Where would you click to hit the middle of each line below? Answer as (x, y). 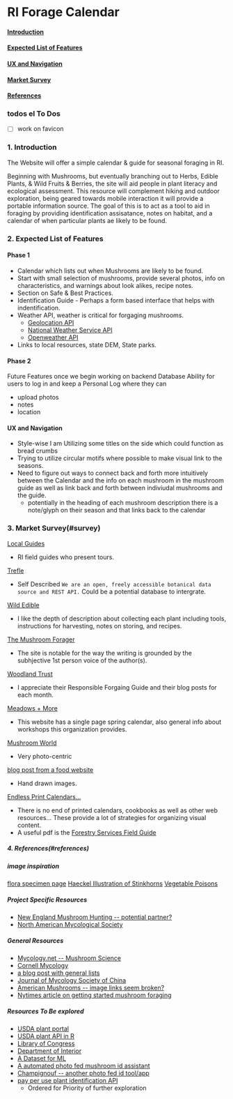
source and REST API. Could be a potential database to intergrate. (112, 591)
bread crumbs (37, 451)
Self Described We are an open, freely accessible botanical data (114, 584)
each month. (35, 695)
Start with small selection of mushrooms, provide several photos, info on (121, 278)
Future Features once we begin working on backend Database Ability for (111, 377)
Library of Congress (46, 1043)
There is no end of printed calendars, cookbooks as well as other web (117, 810)
